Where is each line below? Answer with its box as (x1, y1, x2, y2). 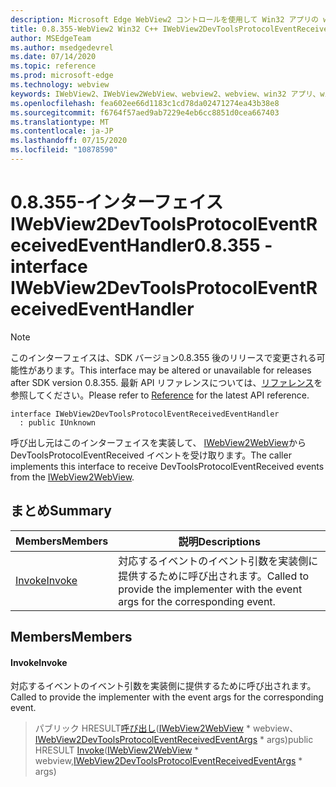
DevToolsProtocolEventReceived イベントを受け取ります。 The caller (10, 449, 292, 461)
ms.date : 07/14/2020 (10, 52, 97, 62)
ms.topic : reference (10, 61, 97, 71)
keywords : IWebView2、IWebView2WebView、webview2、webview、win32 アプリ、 (10, 89, 321, 99)
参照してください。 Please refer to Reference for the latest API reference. (10, 389, 310, 401)
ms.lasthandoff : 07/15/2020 (10, 136, 128, 146)
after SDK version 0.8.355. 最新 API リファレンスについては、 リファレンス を (10, 376, 323, 388)
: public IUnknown (19, 417, 97, 428)
